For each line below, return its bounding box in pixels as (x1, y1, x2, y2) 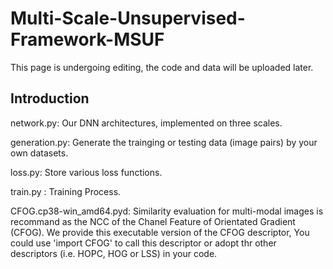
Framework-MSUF (10, 28, 165, 51)
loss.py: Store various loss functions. (10, 166, 163, 178)
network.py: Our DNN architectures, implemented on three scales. (10, 117, 283, 129)
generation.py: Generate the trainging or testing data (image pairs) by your (10, 136, 318, 148)
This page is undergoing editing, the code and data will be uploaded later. (10, 61, 314, 73)
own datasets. (10, 147, 69, 159)
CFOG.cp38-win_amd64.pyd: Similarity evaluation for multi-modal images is (10, 205, 324, 217)
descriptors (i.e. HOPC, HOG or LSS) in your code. (10, 247, 218, 259)
